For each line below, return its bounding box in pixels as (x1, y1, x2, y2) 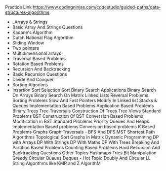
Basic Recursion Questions (12, 71, 67, 77)
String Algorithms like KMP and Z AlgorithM (12, 160, 101, 166)
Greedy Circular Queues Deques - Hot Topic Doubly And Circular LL (12, 155, 151, 161)
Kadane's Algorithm (12, 30, 53, 35)
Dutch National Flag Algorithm (12, 34, 74, 40)
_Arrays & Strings (12, 19, 48, 25)
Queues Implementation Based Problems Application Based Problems (12, 103, 154, 108)
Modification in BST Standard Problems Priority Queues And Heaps (12, 118, 149, 124)
